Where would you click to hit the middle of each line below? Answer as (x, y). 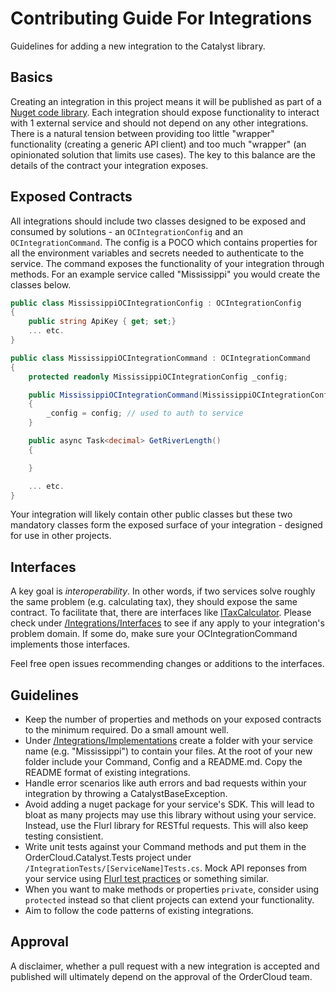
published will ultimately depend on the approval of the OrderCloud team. (161, 976)
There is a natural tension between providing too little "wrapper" (142, 133)
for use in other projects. (61, 536)
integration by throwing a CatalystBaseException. (126, 794)
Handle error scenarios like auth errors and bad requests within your (165, 783)
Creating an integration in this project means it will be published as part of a (166, 101)
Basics (31, 77)
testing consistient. (64, 836)
